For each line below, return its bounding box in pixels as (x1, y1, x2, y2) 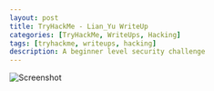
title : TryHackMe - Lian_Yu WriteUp (9, 22, 148, 31)
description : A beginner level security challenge (9, 47, 206, 56)
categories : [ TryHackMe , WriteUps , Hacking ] (9, 30, 181, 39)
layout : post (9, 13, 59, 23)
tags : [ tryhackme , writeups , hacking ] (9, 38, 157, 48)
